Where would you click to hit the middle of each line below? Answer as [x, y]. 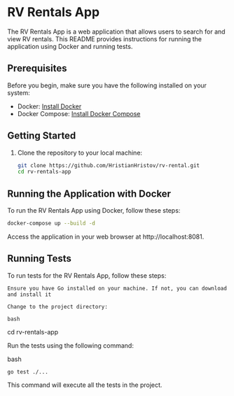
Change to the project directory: [58, 306]
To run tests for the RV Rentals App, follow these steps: [87, 275]
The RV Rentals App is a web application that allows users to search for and [116, 31]
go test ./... [28, 372]
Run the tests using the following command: [71, 345]
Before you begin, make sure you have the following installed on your [107, 85]
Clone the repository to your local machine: [80, 153]
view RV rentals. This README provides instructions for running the [104, 38]
